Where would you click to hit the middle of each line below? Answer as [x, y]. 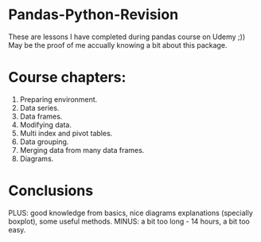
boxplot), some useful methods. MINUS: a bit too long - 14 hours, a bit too [129, 221]
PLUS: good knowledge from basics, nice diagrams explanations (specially [130, 213]
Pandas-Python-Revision [93, 15]
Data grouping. [44, 142]
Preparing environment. [58, 99]
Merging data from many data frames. [82, 150]
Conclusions [51, 191]
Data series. [39, 107]
